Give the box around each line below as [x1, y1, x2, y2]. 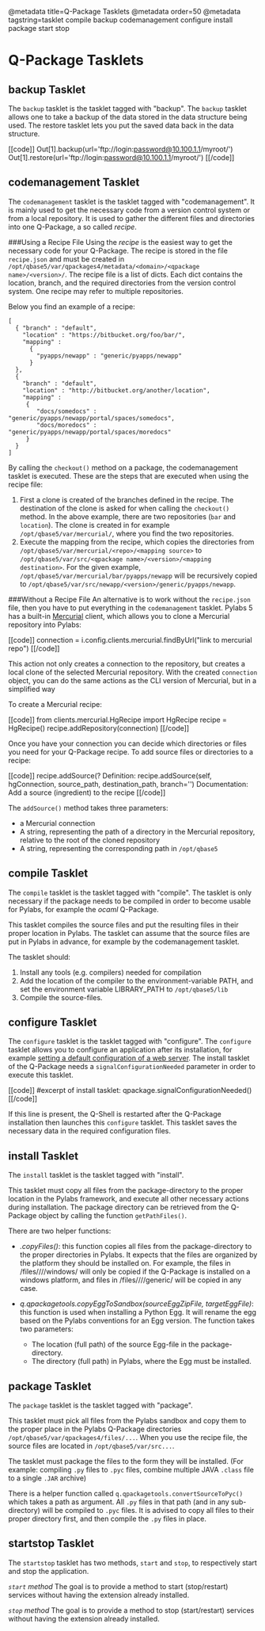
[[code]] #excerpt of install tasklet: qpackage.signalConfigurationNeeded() [8, 1086, 252, 1095]
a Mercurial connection [19, 818, 96, 827]
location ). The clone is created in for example [19, 520, 170, 529]
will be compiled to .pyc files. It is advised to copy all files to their [42, 1506, 255, 1515]
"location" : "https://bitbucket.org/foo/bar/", [22, 330, 186, 339]
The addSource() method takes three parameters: [8, 803, 168, 812]
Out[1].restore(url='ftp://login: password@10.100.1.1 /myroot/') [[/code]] [8, 153, 235, 162]
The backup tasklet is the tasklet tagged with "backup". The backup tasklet [8, 104, 248, 113]
